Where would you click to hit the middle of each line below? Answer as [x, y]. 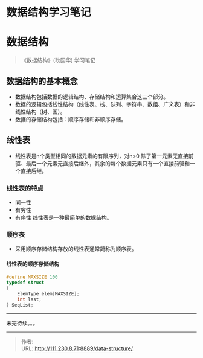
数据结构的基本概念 [42, 81]
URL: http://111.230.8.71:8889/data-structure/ [77, 348]
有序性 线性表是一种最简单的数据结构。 [63, 217]
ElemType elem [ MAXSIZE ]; [48, 294]
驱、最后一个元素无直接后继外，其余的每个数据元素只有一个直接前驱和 [102, 163]
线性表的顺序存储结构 [33, 264]
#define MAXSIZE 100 [32, 277]
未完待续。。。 [22, 323]
